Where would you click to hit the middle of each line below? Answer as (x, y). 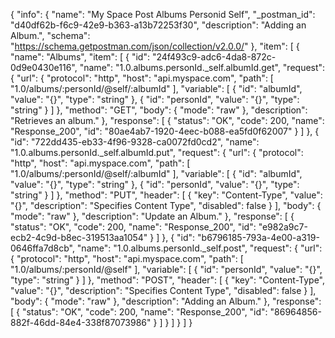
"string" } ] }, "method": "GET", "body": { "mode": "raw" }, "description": (159, 110)
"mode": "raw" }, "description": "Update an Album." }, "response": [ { (152, 216)
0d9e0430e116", (44, 67)
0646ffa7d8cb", (42, 248)
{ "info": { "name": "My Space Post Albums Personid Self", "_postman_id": (163, 14)
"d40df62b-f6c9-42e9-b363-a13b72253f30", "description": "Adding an (158, 25)
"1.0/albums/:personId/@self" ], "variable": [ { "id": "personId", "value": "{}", (166, 269)
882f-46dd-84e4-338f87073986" (81, 322)
